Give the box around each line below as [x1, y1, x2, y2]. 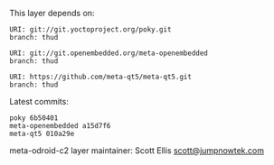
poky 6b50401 [9, 114, 59, 123]
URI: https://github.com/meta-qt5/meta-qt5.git [9, 72, 193, 81]
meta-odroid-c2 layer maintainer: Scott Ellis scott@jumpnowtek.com [9, 145, 265, 156]
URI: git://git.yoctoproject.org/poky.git [9, 25, 172, 34]
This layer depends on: [9, 8, 95, 18]
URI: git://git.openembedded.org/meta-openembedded [9, 49, 208, 58]
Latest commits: [9, 96, 70, 106]
